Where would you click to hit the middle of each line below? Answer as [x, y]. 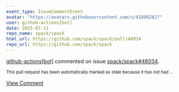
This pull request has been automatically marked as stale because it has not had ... [90, 72]
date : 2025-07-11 [27, 28]
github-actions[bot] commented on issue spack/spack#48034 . [83, 61]
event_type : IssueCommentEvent [45, 11]
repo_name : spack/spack [35, 34]
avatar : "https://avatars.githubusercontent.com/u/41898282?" [84, 17]
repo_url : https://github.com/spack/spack [59, 45]
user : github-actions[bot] [39, 22]
